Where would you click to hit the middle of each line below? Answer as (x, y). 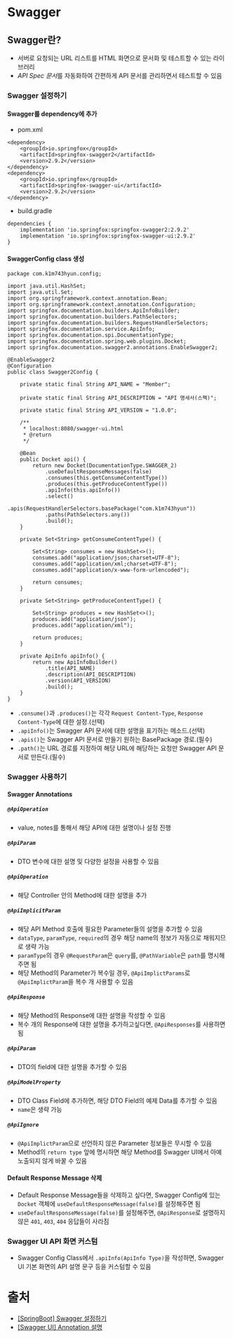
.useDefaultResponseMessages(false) (98, 472)
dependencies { (29, 224)
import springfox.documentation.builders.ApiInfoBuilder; (94, 311)
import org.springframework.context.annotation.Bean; (88, 299)
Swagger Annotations (40, 794)
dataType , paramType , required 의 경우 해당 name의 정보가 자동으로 (109, 938)
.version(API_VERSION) (78, 681)
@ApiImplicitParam (34, 911)
